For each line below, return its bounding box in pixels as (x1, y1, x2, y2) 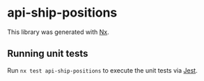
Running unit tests (7, 48, 88, 60)
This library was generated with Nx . (7, 28, 109, 36)
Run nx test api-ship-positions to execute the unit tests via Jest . (7, 66, 198, 74)
